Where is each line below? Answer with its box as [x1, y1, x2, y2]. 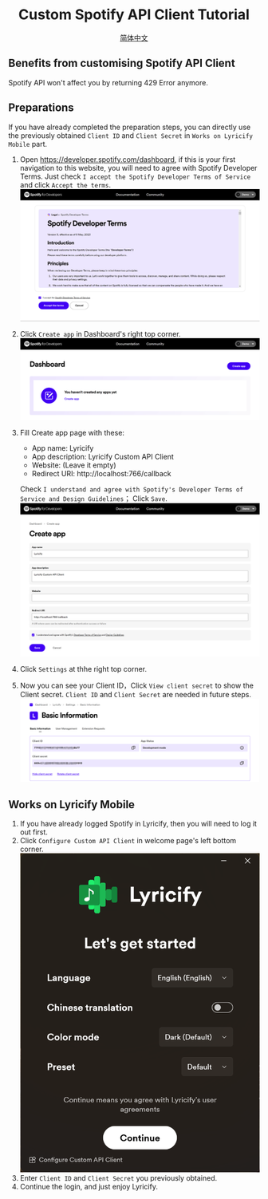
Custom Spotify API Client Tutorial [18, 6, 250, 24]
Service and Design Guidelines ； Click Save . [19, 493, 167, 503]
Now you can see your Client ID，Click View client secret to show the [19, 680, 254, 691]
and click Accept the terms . [19, 179, 112, 189]
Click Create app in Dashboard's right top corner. [19, 329, 181, 339]
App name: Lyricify [31, 443, 94, 452]
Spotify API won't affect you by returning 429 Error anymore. [8, 77, 209, 87]
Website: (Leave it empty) [31, 460, 117, 470]
